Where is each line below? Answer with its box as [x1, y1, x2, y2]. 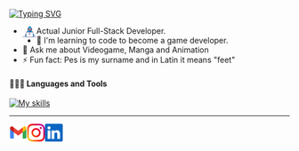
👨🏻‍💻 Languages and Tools [9, 78, 108, 89]
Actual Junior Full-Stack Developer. [36, 26, 166, 36]
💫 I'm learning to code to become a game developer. [36, 36, 229, 45]
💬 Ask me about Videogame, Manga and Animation [21, 44, 209, 55]
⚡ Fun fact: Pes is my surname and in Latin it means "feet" [21, 54, 236, 65]
